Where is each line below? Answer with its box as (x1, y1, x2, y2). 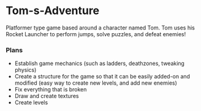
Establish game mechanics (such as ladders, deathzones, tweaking (14, 59, 185, 67)
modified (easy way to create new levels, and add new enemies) (14, 79, 177, 86)
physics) (14, 66, 37, 74)
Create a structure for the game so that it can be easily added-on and (14, 73, 191, 80)
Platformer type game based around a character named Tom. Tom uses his (6, 24, 195, 31)
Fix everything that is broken (14, 86, 87, 93)
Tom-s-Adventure (6, 4, 99, 18)
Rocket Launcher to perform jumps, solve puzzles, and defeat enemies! (6, 30, 186, 37)
